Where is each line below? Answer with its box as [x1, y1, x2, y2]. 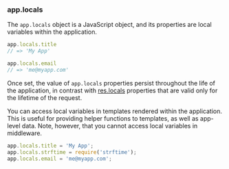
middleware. [7, 129, 43, 137]
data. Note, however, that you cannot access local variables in [21, 121, 198, 130]
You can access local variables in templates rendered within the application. [7, 107, 222, 115]
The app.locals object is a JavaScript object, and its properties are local [7, 21, 212, 29]
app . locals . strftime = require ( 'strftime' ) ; [7, 148, 137, 156]
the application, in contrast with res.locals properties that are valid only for [7, 86, 218, 95]
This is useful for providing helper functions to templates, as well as [7, 114, 199, 122]
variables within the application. [7, 28, 98, 36]
